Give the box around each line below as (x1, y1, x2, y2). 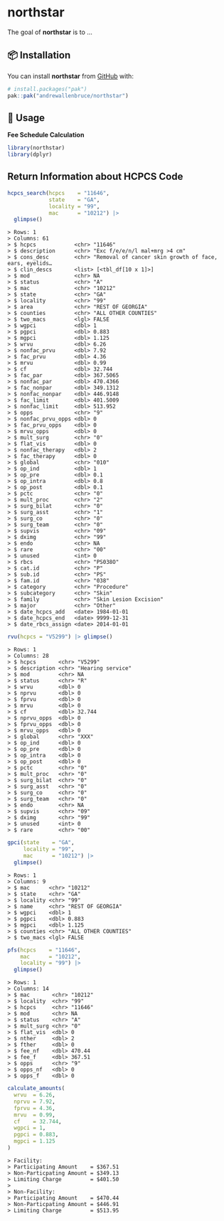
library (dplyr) (7, 151, 53, 159)
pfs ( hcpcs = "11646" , (7, 947, 81, 954)
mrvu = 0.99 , (14, 1111, 55, 1119)
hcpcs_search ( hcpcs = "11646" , (7, 189, 110, 196)
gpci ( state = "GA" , (7, 839, 75, 846)
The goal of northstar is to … (7, 28, 92, 36)
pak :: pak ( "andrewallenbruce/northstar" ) (7, 92, 129, 100)
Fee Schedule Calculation (7, 131, 85, 139)
